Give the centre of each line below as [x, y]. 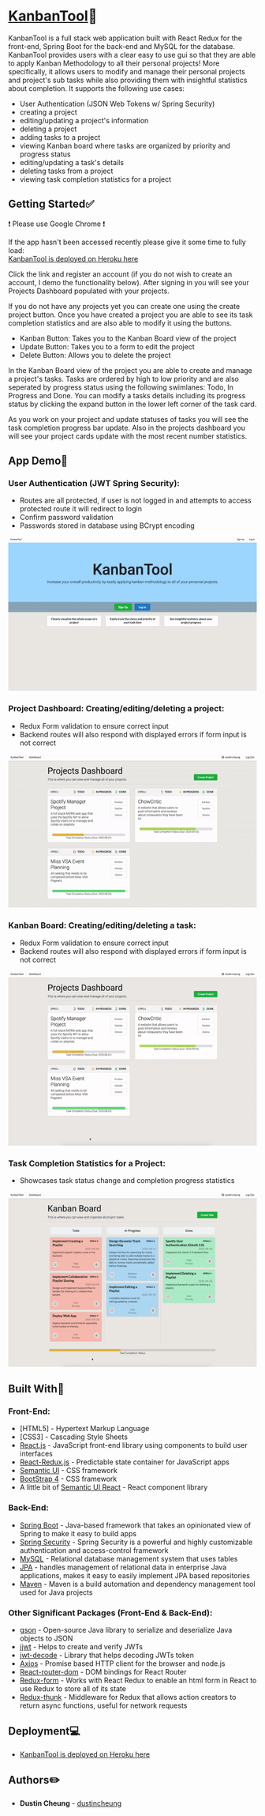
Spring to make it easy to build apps [78, 1533]
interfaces [36, 1454]
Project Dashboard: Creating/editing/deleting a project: [116, 709]
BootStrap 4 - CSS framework [68, 1479]
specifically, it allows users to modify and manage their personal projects [127, 71]
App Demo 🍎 [38, 461]
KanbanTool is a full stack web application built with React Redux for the [125, 38]
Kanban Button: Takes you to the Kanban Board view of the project [128, 338]
